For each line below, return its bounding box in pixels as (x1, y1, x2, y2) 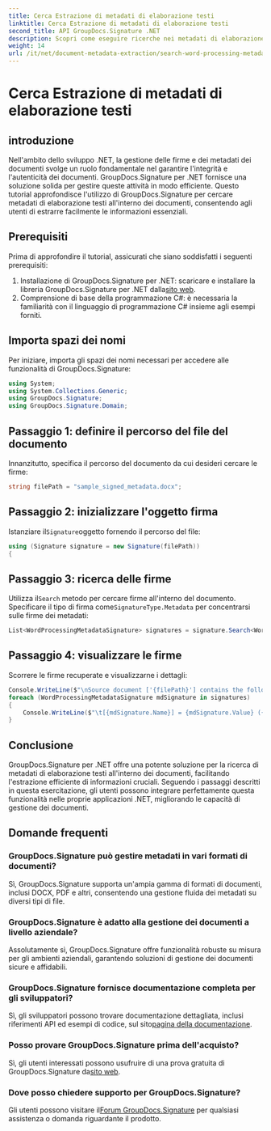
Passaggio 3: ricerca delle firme (8, 572, 172, 586)
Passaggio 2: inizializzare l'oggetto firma (8, 505, 219, 519)
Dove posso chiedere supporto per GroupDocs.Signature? (8, 1087, 241, 1098)
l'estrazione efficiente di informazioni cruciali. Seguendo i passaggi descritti (8, 777, 261, 787)
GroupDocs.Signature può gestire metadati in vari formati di (8, 850, 248, 862)
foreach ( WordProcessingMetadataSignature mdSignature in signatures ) (8, 693, 251, 701)
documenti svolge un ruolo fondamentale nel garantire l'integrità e (8, 163, 228, 173)
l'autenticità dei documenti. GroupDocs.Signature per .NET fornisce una (8, 172, 248, 182)
